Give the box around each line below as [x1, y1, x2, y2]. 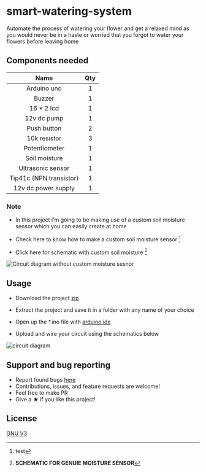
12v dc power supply [13, 184, 75, 192]
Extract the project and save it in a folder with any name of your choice [15, 306, 194, 314]
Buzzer [33, 94, 55, 103]
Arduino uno [26, 84, 63, 93]
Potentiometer [23, 144, 65, 152]
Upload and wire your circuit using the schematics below [15, 330, 159, 338]
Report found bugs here [15, 376, 76, 383]
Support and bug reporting [6, 360, 111, 370]
